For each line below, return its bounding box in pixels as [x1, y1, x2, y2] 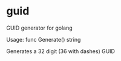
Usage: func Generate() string [6, 36, 81, 43]
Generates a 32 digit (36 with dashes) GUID [6, 47, 115, 55]
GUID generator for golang [6, 24, 73, 31]
